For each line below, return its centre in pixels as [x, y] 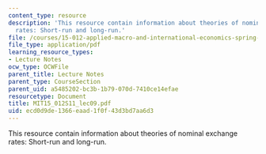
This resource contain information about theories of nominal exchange [123, 133]
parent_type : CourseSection [55, 81]
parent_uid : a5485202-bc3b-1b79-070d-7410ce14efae [93, 89]
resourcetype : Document [47, 96]
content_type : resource [47, 15]
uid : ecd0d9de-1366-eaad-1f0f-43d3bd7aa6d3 [81, 111]
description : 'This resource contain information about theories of [123, 23]
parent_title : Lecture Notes [56, 74]
